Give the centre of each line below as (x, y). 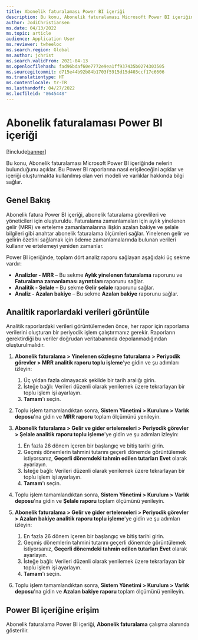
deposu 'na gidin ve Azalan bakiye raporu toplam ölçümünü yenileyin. (100, 592)
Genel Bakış (29, 200)
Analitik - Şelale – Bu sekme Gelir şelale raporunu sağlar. (84, 287)
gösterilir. (17, 631)
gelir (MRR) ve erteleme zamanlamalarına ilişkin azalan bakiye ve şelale (93, 227)
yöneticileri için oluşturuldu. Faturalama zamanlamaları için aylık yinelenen (96, 221)
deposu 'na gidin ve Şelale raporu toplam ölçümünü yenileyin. (90, 501)
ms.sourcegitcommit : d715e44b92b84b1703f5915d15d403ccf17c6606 (85, 72)
